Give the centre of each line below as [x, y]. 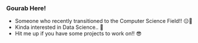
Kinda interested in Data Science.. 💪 [59, 27]
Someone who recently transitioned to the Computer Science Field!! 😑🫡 [103, 21]
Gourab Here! [26, 8]
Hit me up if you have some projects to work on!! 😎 [78, 34]
